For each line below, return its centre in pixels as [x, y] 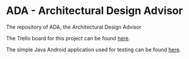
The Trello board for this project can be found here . [68, 38]
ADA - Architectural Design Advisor [95, 11]
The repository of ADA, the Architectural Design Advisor [74, 27]
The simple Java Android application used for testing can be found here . [94, 49]
